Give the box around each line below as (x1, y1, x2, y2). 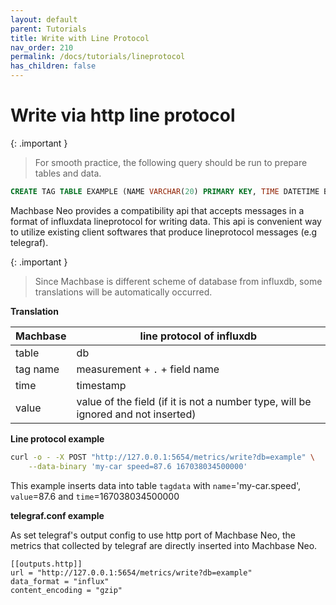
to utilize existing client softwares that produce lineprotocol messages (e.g (10, 226, 318, 238)
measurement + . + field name (76, 362, 220, 376)
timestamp (76, 378, 127, 392)
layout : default (10, 14, 78, 25)
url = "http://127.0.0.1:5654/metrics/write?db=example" (10, 567, 253, 578)
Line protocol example (10, 432, 105, 445)
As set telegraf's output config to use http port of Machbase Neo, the (10, 529, 296, 541)
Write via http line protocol (10, 104, 236, 127)
